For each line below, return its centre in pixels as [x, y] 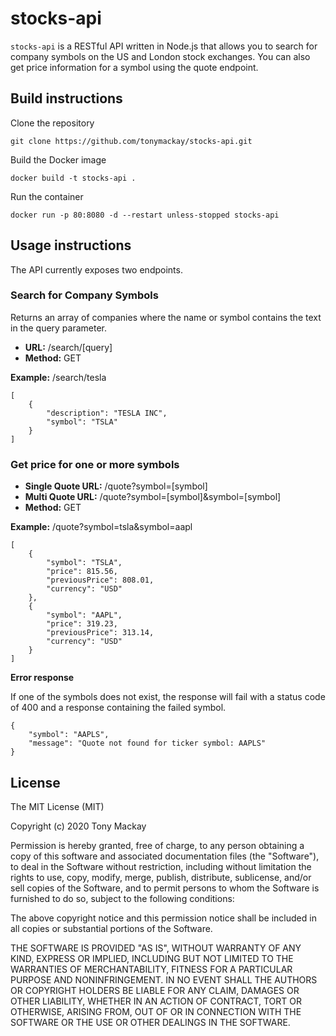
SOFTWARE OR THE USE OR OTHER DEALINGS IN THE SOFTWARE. [150, 1022]
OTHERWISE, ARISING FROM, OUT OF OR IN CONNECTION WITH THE [156, 1011]
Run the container [47, 196]
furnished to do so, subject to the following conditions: [122, 898]
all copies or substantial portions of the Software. [111, 928]
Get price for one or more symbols [95, 464]
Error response [42, 678]
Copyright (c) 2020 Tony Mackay [78, 826]
